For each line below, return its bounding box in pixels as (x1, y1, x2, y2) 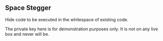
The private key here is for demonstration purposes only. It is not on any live (5, 26, 158, 32)
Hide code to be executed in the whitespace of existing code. (5, 16, 128, 22)
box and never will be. (5, 31, 50, 37)
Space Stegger (5, 4, 51, 12)
